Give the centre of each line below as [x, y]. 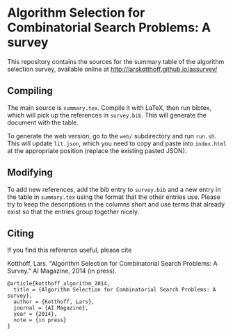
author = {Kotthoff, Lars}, [54, 302]
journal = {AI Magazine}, [51, 308]
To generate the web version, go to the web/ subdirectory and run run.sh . [112, 136]
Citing [21, 233]
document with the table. [43, 122]
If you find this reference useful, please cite [70, 250]
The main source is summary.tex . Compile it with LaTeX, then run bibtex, [110, 107]
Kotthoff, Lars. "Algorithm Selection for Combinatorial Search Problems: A [112, 264]
